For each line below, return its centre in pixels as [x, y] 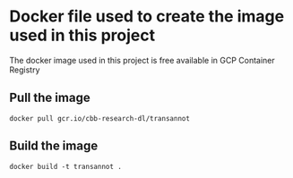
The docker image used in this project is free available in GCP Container [142, 60]
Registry [25, 70]
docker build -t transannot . [66, 166]
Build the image [54, 146]
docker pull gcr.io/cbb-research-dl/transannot [100, 118]
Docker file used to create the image [147, 17]
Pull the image [50, 98]
